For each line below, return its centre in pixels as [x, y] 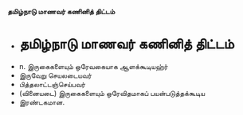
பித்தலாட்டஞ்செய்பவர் [52, 84]
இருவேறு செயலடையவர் [55, 75]
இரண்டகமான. [42, 102]
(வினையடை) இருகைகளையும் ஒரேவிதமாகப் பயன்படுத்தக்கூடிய [112, 93]
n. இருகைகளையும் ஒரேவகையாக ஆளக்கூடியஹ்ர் [93, 66]
